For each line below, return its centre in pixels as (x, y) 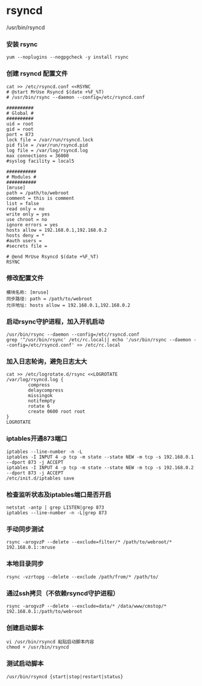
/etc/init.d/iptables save (40, 478)
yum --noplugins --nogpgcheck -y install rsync (68, 57)
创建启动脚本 (25, 628)
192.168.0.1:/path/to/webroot (45, 611)
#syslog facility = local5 (40, 161)
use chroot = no (27, 219)
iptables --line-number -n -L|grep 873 (57, 513)
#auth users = (24, 240)
